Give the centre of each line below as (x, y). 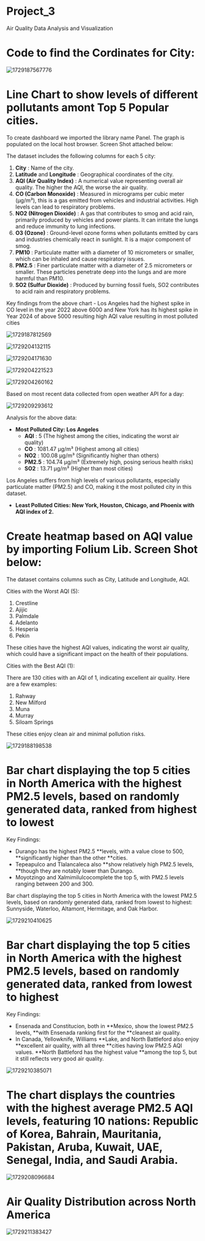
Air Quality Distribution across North (101, 1202)
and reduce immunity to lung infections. (65, 226)
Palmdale (27, 616)
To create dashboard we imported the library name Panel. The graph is (95, 137)
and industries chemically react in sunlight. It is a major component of (103, 239)
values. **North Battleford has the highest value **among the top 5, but (106, 1052)
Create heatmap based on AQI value (100, 536)
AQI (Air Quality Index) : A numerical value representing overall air (99, 181)
